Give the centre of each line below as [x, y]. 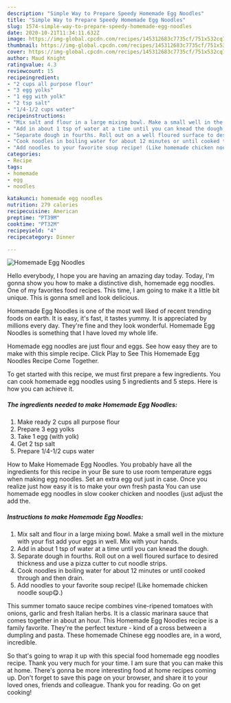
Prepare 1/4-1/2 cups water [56, 451]
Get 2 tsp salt [36, 444]
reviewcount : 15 [30, 71]
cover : [16, 52]
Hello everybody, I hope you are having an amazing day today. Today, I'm [111, 276]
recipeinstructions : [37, 116]
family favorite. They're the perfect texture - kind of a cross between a [107, 628]
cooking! [20, 693]
